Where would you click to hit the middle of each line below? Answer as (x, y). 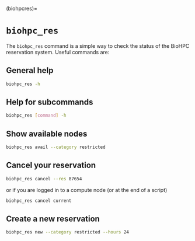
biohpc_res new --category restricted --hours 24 (68, 232)
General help (30, 70)
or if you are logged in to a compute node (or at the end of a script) (87, 190)
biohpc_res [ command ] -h (36, 116)
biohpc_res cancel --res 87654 (44, 179)
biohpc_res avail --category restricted (56, 147)
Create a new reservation (53, 219)
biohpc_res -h (23, 84)
